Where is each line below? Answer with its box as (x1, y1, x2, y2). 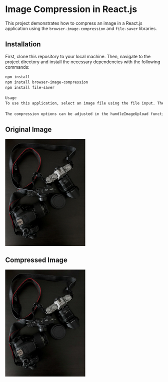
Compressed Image (5, 256, 67, 265)
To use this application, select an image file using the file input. (5, 101, 155, 106)
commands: (5, 64, 30, 70)
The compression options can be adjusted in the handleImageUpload (5, 111, 149, 116)
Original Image (5, 125, 52, 134)
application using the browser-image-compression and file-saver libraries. (5, 25, 157, 31)
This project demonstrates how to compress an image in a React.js (5, 20, 142, 26)
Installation (5, 40, 41, 49)
